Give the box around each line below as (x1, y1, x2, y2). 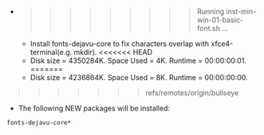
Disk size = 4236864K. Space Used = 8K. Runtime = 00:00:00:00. (30, 73, 248, 82)
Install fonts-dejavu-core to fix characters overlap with (30, 39, 210, 48)
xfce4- (211, 39, 234, 48)
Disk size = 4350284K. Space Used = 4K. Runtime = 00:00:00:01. (30, 56, 247, 65)
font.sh (196, 24, 220, 33)
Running (196, 7, 225, 16)
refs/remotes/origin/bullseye (145, 88, 239, 98)
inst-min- (225, 7, 257, 16)
